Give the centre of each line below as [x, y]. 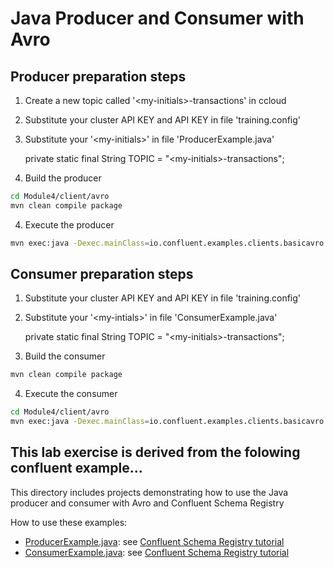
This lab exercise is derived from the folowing [155, 452]
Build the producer [63, 178]
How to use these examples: [69, 522]
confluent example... [76, 468]
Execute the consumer [71, 394]
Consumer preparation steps [102, 274]
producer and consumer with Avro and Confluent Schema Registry [147, 503]
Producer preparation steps [98, 76]
